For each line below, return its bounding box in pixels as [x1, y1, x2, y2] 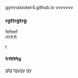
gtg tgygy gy [5, 67, 32, 73]
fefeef [5, 29, 18, 35]
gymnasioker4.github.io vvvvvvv [5, 5, 73, 10]
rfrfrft [5, 34, 17, 40]
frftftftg [5, 56, 21, 62]
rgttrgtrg [5, 17, 27, 24]
